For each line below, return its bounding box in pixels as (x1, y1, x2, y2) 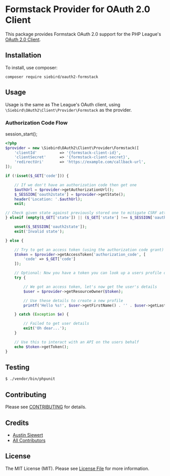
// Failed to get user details (23, 321, 90, 326)
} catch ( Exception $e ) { (14, 312, 69, 317)
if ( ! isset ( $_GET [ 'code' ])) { (5, 174, 69, 179)
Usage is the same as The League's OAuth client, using (5, 101, 120, 107)
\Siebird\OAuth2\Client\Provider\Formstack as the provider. (5, 107, 132, 113)
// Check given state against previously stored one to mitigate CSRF (5, 210, 157, 215)
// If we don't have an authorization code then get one (14, 182, 137, 188)
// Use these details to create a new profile (23, 298, 123, 303)
